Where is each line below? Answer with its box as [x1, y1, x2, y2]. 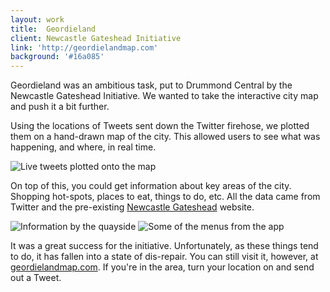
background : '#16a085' [10, 52, 105, 62]
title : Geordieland [10, 24, 97, 34]
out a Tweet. [10, 272, 62, 284]
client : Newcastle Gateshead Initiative [10, 33, 182, 43]
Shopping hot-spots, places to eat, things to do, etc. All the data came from [10, 191, 321, 203]
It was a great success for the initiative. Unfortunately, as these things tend [10, 240, 319, 252]
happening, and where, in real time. [10, 141, 157, 153]
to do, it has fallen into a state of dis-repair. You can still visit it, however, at [10, 251, 319, 263]
